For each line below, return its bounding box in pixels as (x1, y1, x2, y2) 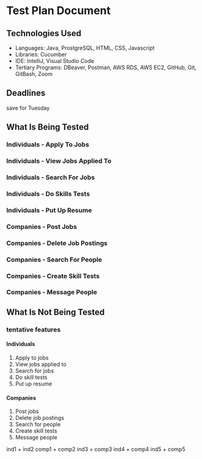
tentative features (6, 325, 61, 334)
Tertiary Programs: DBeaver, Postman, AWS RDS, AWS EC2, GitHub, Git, (15, 64, 197, 71)
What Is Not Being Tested (6, 307, 105, 317)
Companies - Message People (6, 288, 98, 297)
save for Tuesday (6, 104, 50, 111)
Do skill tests (15, 373, 48, 381)
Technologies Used (6, 28, 81, 39)
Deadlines (6, 88, 46, 99)
